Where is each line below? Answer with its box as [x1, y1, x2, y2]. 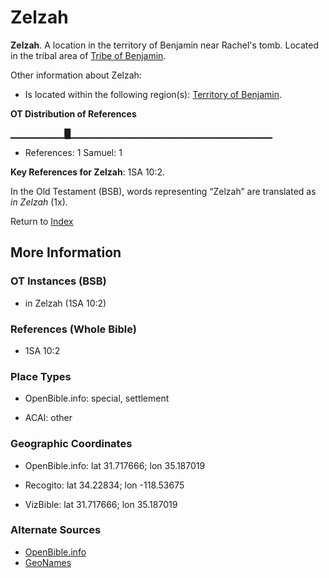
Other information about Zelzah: [10, 69, 142, 81]
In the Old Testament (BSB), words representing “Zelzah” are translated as [10, 185, 317, 197]
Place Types [10, 369, 72, 383]
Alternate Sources [10, 523, 102, 537]
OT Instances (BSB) [10, 274, 107, 288]
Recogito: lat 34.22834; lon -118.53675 [24, 479, 185, 491]
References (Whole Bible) [10, 322, 137, 336]
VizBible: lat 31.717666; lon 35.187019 [24, 498, 178, 510]
